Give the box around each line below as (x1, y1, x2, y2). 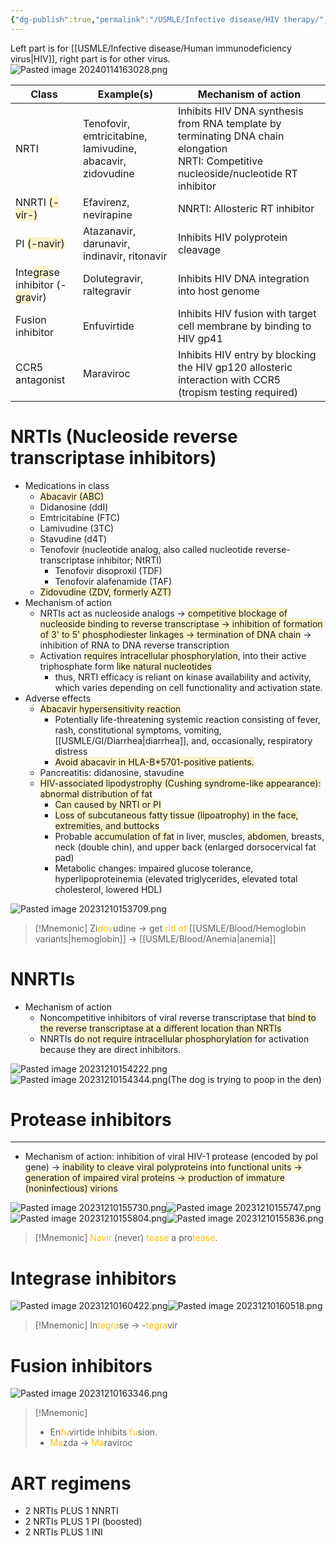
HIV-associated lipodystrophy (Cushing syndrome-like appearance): (39, 777, 322, 789)
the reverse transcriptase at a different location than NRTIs (39, 1022, 282, 1034)
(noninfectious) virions (24, 1182, 118, 1195)
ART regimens (10, 1472, 132, 1495)
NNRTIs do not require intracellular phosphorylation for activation (39, 1032, 310, 1045)
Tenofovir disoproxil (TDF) (54, 564, 163, 576)
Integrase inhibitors (10, 1267, 177, 1290)
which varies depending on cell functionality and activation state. (54, 681, 323, 693)
